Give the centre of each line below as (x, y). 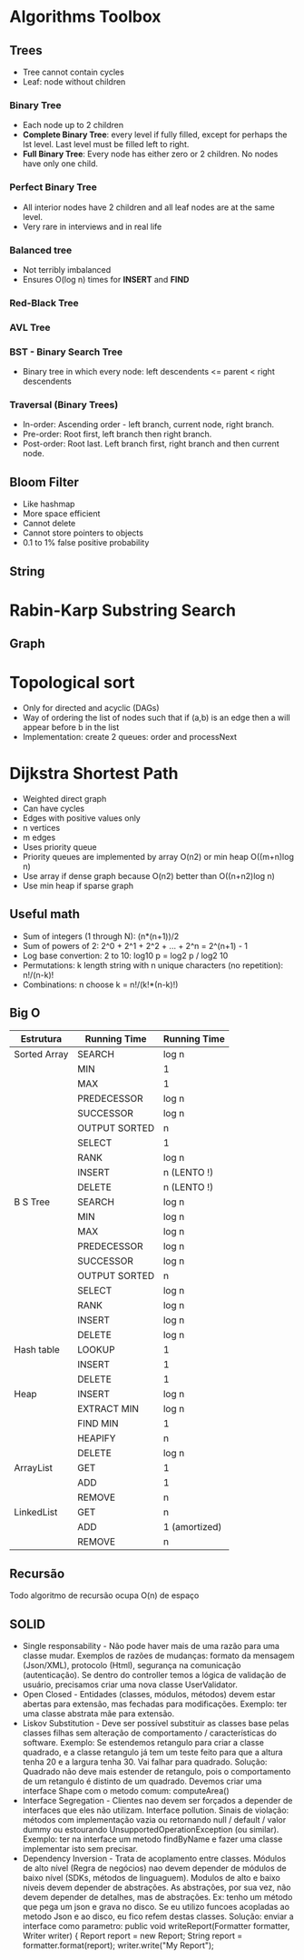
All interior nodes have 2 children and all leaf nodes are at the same (148, 207)
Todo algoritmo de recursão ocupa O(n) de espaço (104, 1595)
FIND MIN (98, 1423)
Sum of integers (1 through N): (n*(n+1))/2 (101, 936)
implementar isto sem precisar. (80, 1849)
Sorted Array (41, 1054)
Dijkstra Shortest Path (94, 774)
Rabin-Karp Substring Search (123, 610)
